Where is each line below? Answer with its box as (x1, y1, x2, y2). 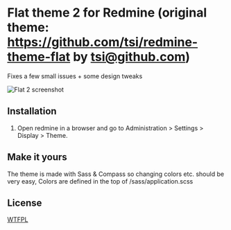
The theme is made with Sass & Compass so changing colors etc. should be (7, 170, 224, 178)
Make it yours (7, 151, 67, 163)
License (7, 197, 42, 209)
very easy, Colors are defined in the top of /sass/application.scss (7, 177, 194, 185)
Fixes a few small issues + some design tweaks (7, 71, 143, 80)
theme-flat (7, 49, 71, 65)
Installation (7, 105, 57, 117)
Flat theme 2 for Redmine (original (7, 5, 207, 21)
